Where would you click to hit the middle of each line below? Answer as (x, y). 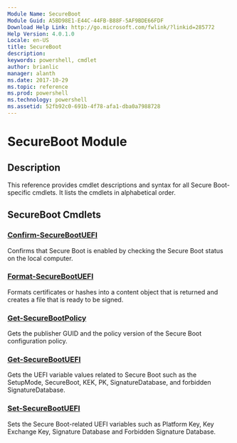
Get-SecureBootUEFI (44, 360)
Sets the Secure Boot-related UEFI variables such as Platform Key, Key (111, 424)
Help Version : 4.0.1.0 (41, 34)
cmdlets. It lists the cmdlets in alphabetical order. (104, 192)
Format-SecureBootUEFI (51, 277)
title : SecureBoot (35, 47)
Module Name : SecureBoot (44, 14)
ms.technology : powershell (47, 100)
